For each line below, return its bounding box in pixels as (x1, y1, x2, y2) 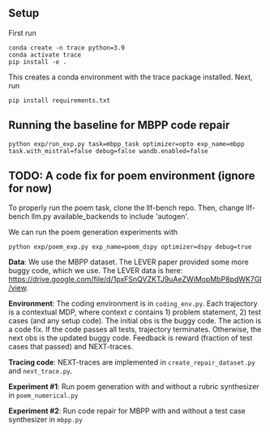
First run (8, 28, 36, 37)
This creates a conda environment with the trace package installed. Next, (8, 72, 253, 82)
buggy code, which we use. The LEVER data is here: (8, 266, 183, 276)
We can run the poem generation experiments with (8, 227, 178, 237)
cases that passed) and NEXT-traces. (8, 342, 134, 352)
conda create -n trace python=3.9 (8, 44, 126, 52)
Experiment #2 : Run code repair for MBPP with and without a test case (8, 406, 246, 416)
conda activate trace (8, 50, 82, 59)
